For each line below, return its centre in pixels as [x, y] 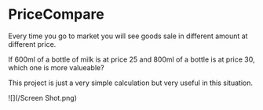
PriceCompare [56, 14]
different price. [32, 44]
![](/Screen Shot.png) [42, 98]
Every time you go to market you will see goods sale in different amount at [128, 36]
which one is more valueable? [56, 67]
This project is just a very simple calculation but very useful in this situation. [131, 83]
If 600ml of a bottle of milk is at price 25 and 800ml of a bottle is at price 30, [131, 59]
